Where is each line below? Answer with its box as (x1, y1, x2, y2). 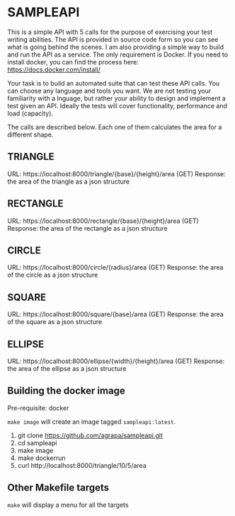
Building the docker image (7, 385, 125, 397)
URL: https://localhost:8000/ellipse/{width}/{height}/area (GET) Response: (7, 357, 225, 365)
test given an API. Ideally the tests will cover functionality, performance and (7, 101, 228, 110)
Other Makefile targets (7, 482, 110, 494)
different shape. (7, 130, 54, 139)
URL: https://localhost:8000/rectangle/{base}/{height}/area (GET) (7, 217, 200, 225)
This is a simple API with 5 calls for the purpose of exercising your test (7, 28, 212, 36)
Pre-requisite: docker (7, 403, 69, 412)
